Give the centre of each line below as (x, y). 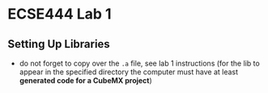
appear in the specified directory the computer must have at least (129, 72)
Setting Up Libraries (59, 44)
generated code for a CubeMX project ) (86, 80)
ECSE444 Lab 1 (60, 14)
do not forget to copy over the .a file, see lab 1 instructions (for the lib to (139, 63)
